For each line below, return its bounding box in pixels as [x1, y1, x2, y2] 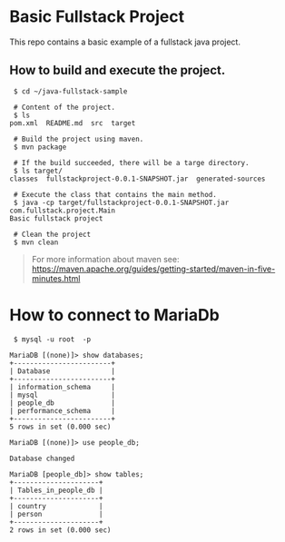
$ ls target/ [13, 166, 64, 175]
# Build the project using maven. [13, 134, 144, 143]
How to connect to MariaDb [9, 304, 220, 325]
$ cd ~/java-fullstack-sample [13, 86, 128, 96]
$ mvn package [13, 143, 67, 152]
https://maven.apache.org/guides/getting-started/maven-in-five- [31, 263, 276, 274]
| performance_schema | [9, 406, 116, 415]
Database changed [9, 454, 75, 463]
